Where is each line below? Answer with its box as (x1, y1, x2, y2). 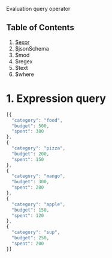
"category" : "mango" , (11, 173, 66, 180)
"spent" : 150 (11, 156, 44, 162)
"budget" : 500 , (11, 123, 50, 129)
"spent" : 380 (11, 128, 44, 134)
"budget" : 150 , (11, 207, 50, 213)
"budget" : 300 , (11, 179, 50, 185)
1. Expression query (6, 92, 107, 105)
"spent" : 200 (11, 241, 44, 247)
